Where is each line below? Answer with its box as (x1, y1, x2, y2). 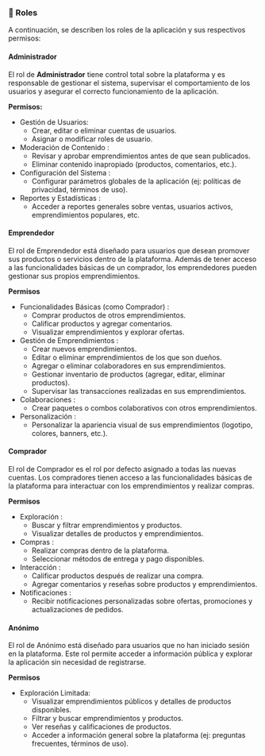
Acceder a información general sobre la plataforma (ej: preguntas (31, 731, 246, 740)
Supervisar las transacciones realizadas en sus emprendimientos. (31, 386, 247, 395)
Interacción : (19, 562, 61, 572)
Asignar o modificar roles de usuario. (31, 134, 153, 144)
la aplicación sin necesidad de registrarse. (8, 658, 147, 667)
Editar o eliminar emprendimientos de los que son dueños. (31, 353, 222, 362)
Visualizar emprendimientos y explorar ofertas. (31, 327, 185, 337)
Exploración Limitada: (19, 688, 91, 698)
